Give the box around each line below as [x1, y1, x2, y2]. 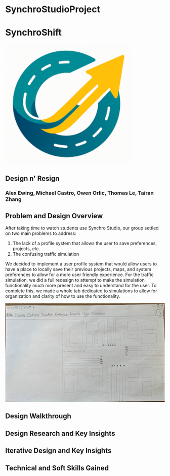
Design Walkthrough [5, 412, 72, 421]
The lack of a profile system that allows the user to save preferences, [12, 240, 157, 246]
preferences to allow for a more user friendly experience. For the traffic [5, 271, 154, 278]
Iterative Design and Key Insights [5, 447, 112, 455]
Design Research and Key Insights [5, 429, 115, 437]
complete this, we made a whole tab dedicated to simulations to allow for [5, 288, 157, 294]
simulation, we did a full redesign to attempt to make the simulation [5, 277, 145, 283]
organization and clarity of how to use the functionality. [5, 293, 120, 299]
